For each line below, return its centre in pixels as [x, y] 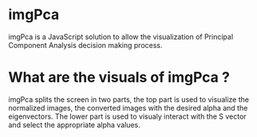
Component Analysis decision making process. [85, 45]
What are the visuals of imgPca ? [119, 78]
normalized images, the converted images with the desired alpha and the [128, 108]
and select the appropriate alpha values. [75, 124]
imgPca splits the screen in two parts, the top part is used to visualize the [129, 99]
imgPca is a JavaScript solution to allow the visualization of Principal [121, 37]
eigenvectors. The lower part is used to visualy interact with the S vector [127, 116]
